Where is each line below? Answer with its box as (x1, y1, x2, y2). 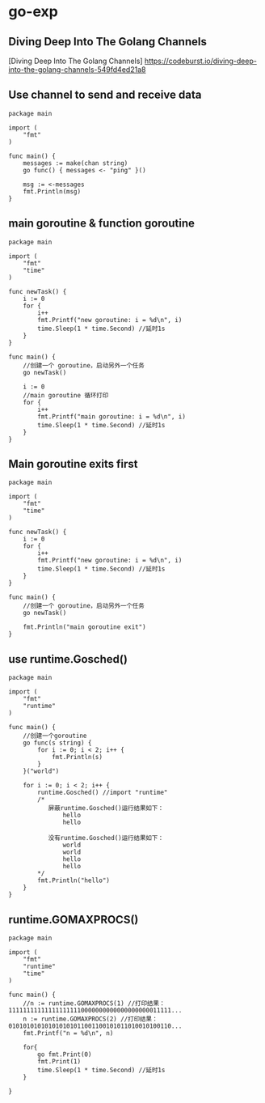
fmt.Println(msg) (23, 187, 82, 196)
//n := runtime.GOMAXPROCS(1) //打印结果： (23, 999, 166, 1008)
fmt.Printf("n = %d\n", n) (23, 1029, 114, 1037)
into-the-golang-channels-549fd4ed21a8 (8, 65, 146, 74)
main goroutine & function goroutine (8, 217, 196, 231)
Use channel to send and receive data (8, 88, 202, 102)
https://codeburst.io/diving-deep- (144, 56, 257, 66)
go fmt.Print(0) (37, 1050, 92, 1058)
